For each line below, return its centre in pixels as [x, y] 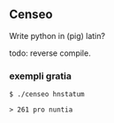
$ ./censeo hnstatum [47, 95]
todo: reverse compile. [50, 53]
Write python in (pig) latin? [57, 35]
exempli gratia [41, 76]
